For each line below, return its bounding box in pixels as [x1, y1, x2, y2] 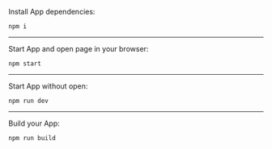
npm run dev [8, 97, 49, 105]
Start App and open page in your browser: [8, 44, 149, 53]
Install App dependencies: [8, 7, 96, 16]
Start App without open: [8, 81, 88, 91]
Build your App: [8, 118, 61, 128]
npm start [8, 60, 42, 68]
